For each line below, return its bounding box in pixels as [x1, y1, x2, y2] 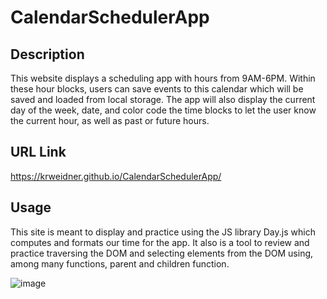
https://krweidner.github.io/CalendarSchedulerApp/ [10, 170, 222, 182]
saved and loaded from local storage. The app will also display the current [10, 94, 316, 105]
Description [10, 46, 85, 63]
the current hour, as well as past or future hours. [10, 115, 210, 126]
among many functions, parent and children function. [10, 257, 230, 270]
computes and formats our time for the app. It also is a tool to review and [10, 236, 310, 248]
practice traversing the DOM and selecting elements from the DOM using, [10, 247, 314, 259]
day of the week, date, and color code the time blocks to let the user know [10, 104, 317, 116]
